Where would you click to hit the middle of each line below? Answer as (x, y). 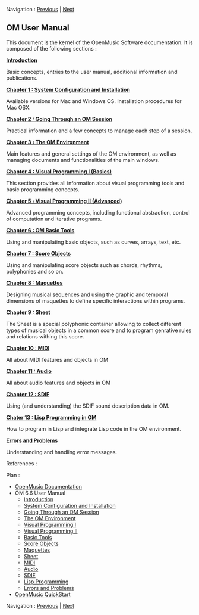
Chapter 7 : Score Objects (39, 253)
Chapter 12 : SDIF (28, 394)
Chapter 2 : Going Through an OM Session (59, 119)
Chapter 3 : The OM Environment (48, 142)
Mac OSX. (18, 107)
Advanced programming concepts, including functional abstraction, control (98, 212)
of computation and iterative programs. (54, 219)
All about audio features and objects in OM (59, 383)
